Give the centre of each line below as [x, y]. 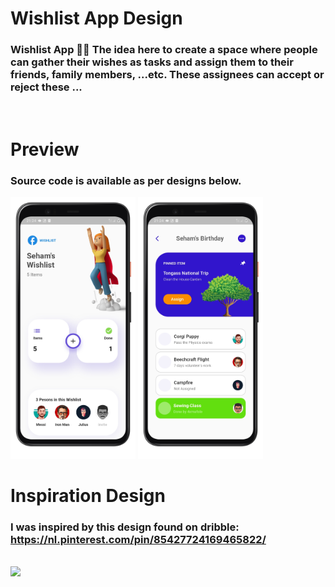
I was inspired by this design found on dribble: [125, 527]
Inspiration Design [88, 495]
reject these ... [46, 87]
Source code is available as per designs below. [126, 180]
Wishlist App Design [96, 18]
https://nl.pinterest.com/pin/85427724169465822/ [138, 539]
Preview [45, 149]
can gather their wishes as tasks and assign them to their [152, 62]
